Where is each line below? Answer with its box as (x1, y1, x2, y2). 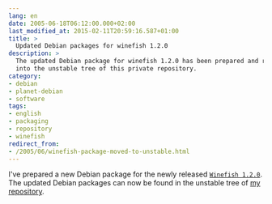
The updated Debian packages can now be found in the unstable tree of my (8, 178, 261, 188)
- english (8, 110, 42, 118)
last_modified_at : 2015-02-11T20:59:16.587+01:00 (8, 27, 180, 35)
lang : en (8, 11, 38, 20)
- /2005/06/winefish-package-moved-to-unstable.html (8, 147, 190, 155)
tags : (8, 102, 27, 110)
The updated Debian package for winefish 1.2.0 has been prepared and (15, 57, 259, 66)
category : (8, 72, 42, 80)
